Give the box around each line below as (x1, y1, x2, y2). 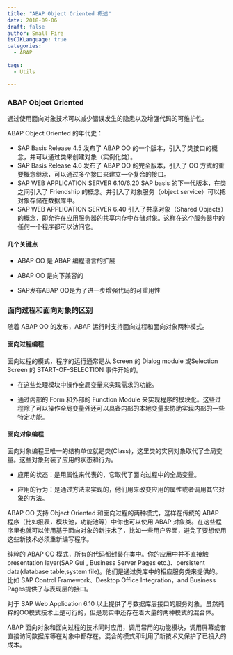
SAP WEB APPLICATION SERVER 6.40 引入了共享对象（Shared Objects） (17, 205, 224, 213)
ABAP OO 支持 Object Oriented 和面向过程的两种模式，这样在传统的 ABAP (7, 508, 219, 517)
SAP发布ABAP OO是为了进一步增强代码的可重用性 (17, 286, 161, 295)
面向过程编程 (7, 340, 44, 348)
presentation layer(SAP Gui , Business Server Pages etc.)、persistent (7, 558, 205, 566)
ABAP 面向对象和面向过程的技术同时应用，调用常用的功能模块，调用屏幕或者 (7, 623, 227, 631)
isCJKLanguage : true (7, 36, 67, 43)
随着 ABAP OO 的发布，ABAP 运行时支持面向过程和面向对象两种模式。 (7, 323, 209, 331)
